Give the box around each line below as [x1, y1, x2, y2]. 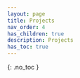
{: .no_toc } [7, 63, 39, 71]
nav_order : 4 [7, 23, 46, 30]
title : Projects [7, 17, 55, 24]
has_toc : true [7, 43, 49, 50]
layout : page [7, 10, 46, 18]
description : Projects [7, 37, 74, 44]
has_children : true [7, 30, 65, 38]
